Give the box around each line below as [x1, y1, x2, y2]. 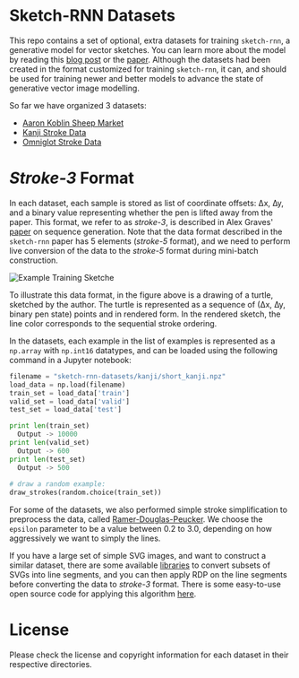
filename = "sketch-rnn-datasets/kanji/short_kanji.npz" [9, 371, 226, 381]
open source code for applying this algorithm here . [9, 588, 197, 599]
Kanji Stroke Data [21, 126, 87, 137]
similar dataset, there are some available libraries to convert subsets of [9, 560, 271, 570]
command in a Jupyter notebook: [9, 354, 132, 365]
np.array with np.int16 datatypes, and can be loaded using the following [9, 344, 278, 355]
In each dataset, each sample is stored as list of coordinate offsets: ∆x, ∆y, [9, 197, 285, 208]
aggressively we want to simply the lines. [9, 533, 161, 543]
